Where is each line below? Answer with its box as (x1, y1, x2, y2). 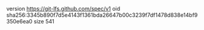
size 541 (33, 18, 55, 25)
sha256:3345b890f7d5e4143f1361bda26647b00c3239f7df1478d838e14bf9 (6, 11, 198, 19)
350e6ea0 (6, 18, 32, 25)
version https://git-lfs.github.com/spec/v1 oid (6, 5, 121, 12)
